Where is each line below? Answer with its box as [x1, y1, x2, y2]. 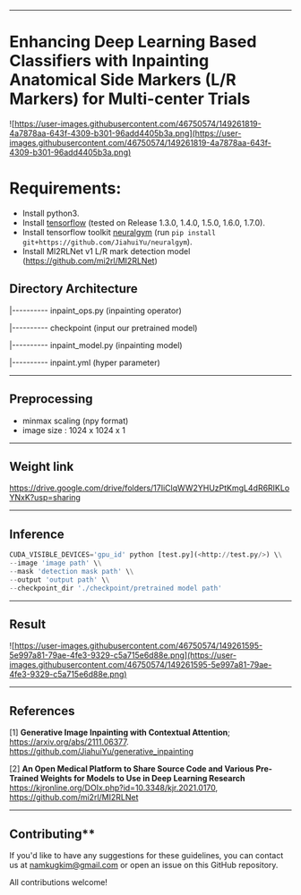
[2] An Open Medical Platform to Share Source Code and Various [9, 763, 254, 774]
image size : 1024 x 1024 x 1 [21, 424, 125, 435]
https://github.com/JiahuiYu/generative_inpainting [9, 746, 194, 757]
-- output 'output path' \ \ [9, 575, 110, 584]
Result [9, 617, 47, 632]
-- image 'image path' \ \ [9, 558, 102, 567]
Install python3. [21, 208, 80, 218]
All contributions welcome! [9, 876, 107, 887]
